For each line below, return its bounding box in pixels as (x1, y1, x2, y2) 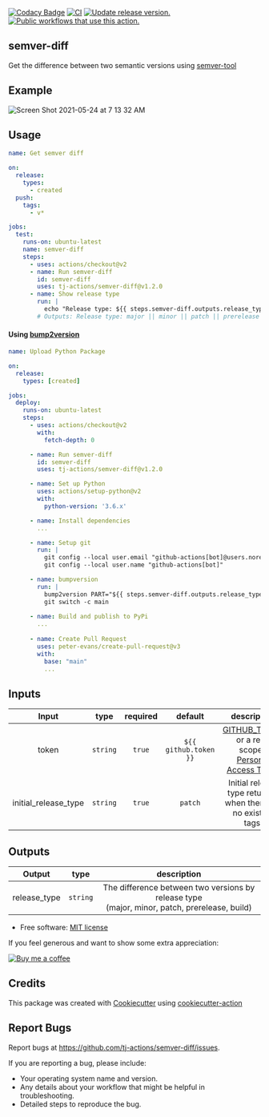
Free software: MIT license (19, 922, 108, 933)
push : (15, 193, 34, 202)
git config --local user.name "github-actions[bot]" (43, 561, 224, 569)
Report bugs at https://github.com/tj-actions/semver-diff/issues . (8, 1042, 220, 1052)
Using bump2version (8, 329, 80, 340)
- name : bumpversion (29, 575, 98, 584)
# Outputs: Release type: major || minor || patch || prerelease (37, 313, 260, 321)
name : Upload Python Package (8, 348, 106, 356)
